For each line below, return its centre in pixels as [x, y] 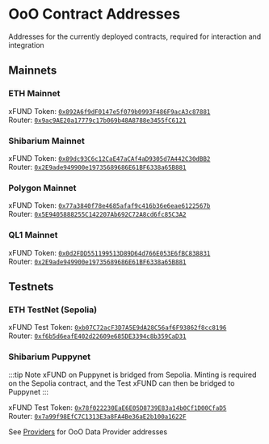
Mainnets [33, 71]
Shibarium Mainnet [46, 141]
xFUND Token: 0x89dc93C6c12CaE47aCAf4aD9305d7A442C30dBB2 [109, 158]
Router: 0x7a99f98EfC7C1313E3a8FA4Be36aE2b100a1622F [97, 416]
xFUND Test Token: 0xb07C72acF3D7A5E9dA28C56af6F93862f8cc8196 [118, 328]
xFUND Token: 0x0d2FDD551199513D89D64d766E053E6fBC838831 [109, 252]
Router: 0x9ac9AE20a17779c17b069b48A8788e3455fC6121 [97, 120]
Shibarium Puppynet [50, 357]
